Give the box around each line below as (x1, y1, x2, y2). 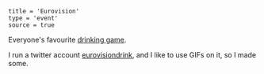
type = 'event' (8, 14, 59, 22)
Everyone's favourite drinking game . (8, 35, 127, 44)
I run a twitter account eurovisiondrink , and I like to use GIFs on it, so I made (8, 50, 256, 59)
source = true (8, 21, 55, 29)
